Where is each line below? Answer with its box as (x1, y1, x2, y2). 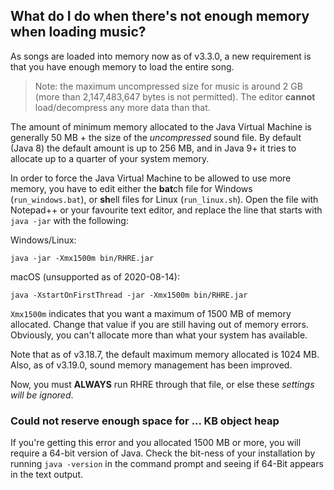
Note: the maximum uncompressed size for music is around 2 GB (34, 80, 303, 92)
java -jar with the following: (10, 214, 129, 226)
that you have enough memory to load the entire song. (10, 60, 235, 73)
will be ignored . (10, 389, 74, 401)
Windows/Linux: (10, 234, 77, 246)
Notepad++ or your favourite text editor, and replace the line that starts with (10, 204, 323, 216)
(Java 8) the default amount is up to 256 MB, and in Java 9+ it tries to (10, 142, 297, 154)
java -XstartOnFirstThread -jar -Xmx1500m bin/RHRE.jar (10, 290, 248, 300)
